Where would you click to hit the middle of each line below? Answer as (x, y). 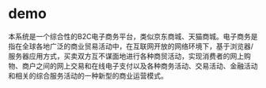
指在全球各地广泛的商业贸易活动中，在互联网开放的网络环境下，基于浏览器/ (131, 46)
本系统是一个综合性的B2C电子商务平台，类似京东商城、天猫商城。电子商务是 (133, 36)
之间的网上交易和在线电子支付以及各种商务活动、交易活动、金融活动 (146, 66)
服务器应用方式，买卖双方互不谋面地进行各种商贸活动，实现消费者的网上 (126, 56)
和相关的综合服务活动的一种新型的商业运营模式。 (88, 75)
